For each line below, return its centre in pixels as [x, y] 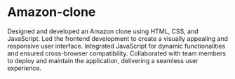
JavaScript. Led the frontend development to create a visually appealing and [118, 38]
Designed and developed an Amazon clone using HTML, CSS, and [103, 31]
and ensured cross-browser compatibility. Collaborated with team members [117, 53]
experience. [25, 68]
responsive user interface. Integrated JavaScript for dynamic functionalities [116, 46]
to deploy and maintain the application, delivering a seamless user [103, 60]
